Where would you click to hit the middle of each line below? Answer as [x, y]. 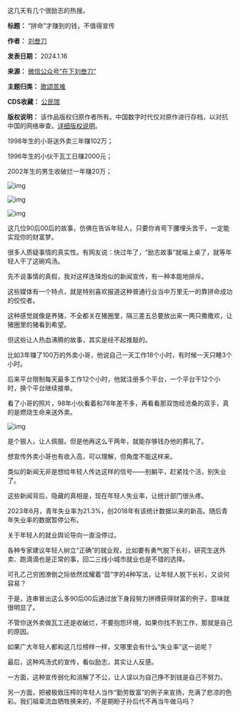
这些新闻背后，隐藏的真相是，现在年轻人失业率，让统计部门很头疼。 [107, 496]
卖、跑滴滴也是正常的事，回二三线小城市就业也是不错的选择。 [98, 559]
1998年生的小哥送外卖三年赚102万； [60, 141]
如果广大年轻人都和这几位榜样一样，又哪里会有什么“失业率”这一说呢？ [110, 647]
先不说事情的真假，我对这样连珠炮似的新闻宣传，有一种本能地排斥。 [107, 276]
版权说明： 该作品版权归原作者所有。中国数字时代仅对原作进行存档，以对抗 [118, 117]
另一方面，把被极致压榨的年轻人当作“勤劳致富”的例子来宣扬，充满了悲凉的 [117, 692]
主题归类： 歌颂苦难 [36, 86]
